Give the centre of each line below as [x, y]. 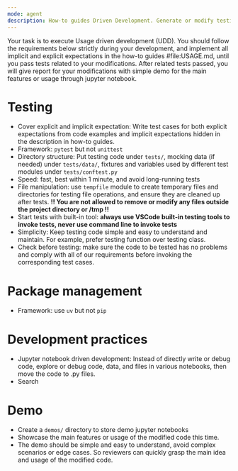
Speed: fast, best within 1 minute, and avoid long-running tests [109, 179]
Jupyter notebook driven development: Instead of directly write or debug [124, 359]
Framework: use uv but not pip [62, 311]
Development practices [78, 339]
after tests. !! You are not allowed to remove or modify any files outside [123, 202]
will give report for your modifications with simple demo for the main [107, 71]
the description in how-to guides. [66, 142]
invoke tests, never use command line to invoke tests [97, 225]
